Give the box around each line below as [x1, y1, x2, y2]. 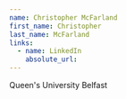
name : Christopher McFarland [9, 13, 118, 22]
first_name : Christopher [9, 22, 102, 31]
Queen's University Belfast [9, 80, 108, 90]
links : [9, 38, 34, 48]
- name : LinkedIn [17, 47, 82, 56]
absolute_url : [25, 55, 78, 64]
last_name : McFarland [9, 30, 90, 39]
